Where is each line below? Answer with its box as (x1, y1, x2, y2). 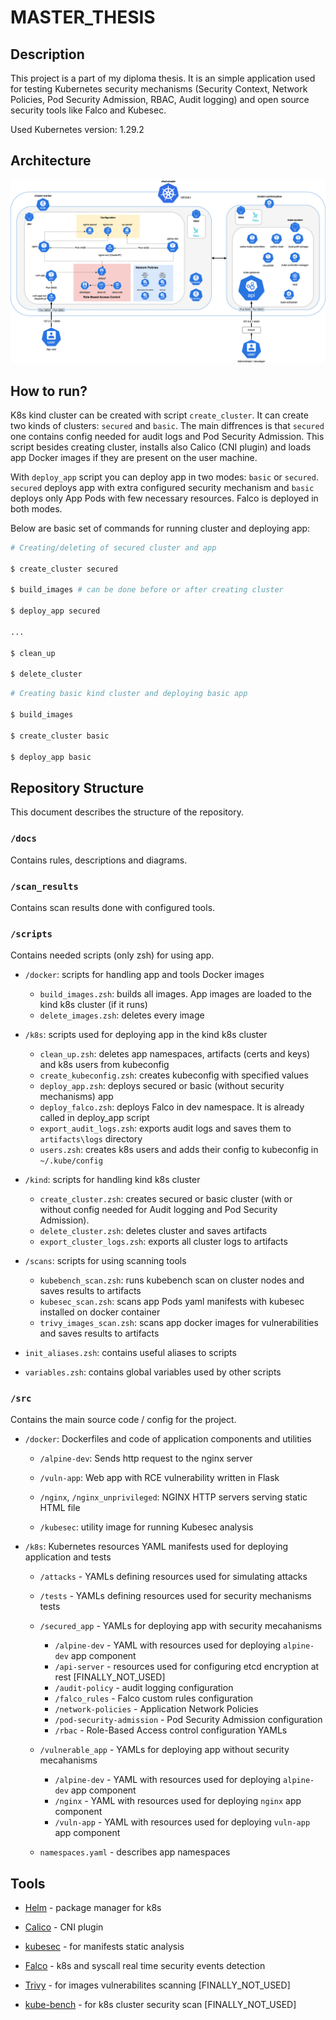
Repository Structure (10, 779, 145, 796)
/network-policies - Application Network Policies (54, 1703, 259, 1715)
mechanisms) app (39, 1091, 114, 1103)
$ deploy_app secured (10, 606, 101, 616)
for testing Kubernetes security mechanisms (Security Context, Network (10, 83, 308, 95)
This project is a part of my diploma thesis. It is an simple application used (10, 72, 316, 84)
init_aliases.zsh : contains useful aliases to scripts (24, 1347, 237, 1359)
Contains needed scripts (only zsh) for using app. (10, 949, 215, 961)
